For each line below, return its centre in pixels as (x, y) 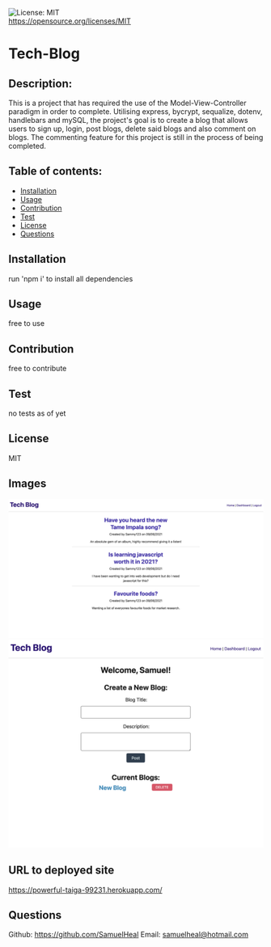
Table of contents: (55, 171)
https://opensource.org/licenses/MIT (70, 21)
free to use (27, 323)
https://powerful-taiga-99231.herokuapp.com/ (86, 890)
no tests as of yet (37, 413)
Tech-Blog (44, 54)
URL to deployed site (61, 871)
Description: (40, 84)
